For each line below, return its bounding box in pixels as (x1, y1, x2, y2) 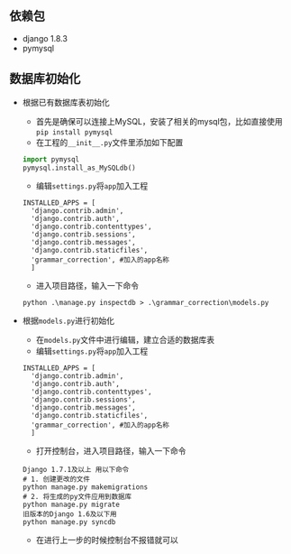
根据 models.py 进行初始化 (22, 315, 115, 327)
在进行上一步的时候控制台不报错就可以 (35, 535, 178, 546)
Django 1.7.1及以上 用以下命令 (22, 466, 129, 475)
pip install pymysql (35, 127, 114, 137)
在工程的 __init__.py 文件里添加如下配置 (35, 136, 184, 147)
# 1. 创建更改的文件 (22, 475, 90, 485)
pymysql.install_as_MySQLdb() (22, 163, 137, 172)
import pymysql (22, 154, 80, 164)
